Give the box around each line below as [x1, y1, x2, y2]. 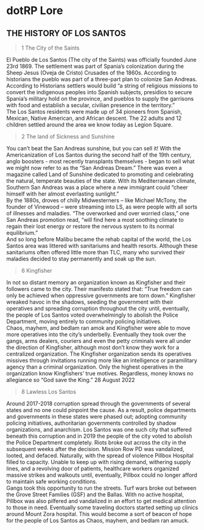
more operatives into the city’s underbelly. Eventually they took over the [6, 331, 186, 338]
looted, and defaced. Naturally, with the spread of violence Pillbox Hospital [6, 452, 194, 459]
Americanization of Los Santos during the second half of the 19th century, [6, 151, 192, 158]
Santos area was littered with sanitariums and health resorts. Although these [6, 242, 198, 249]
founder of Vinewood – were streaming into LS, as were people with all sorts [6, 203, 198, 210]
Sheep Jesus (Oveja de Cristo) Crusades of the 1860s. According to [6, 69, 177, 76]
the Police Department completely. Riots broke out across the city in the [6, 439, 187, 446]
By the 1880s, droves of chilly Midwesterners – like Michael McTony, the [6, 197, 187, 204]
